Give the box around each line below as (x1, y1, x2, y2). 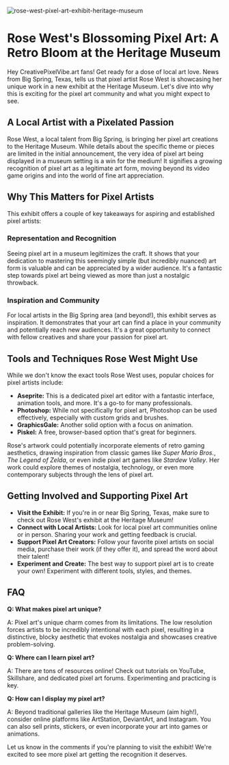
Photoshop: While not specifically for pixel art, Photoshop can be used (16, 406, 217, 414)
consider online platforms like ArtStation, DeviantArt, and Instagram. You (7, 715, 211, 723)
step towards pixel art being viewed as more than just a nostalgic (7, 271, 190, 279)
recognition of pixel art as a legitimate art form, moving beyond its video (7, 164, 210, 172)
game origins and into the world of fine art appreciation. (7, 171, 165, 180)
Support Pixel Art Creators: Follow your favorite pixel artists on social (16, 537, 214, 546)
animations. (7, 729, 40, 738)
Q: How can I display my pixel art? (7, 694, 105, 703)
